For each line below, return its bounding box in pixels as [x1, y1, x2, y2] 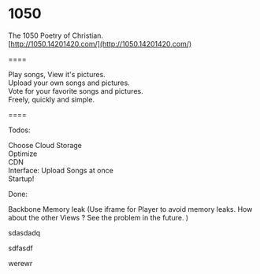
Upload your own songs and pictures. [8, 78, 130, 87]
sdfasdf [8, 243, 33, 253]
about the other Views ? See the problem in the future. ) [8, 213, 189, 222]
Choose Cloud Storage [8, 140, 83, 150]
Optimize [8, 149, 38, 158]
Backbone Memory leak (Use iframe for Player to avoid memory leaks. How [8, 204, 253, 213]
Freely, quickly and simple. [8, 94, 95, 104]
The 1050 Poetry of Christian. [8, 31, 104, 40]
